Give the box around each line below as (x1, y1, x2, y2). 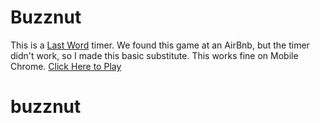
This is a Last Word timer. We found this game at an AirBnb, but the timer (10, 39, 310, 51)
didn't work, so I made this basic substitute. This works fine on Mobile (10, 49, 299, 61)
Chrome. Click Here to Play (10, 60, 122, 72)
